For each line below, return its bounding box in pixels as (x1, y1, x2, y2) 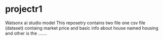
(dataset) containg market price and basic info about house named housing (5, 25, 159, 31)
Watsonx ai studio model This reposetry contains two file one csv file (5, 20, 146, 26)
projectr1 (5, 3, 43, 15)
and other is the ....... (5, 30, 47, 36)
